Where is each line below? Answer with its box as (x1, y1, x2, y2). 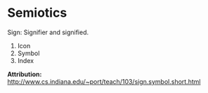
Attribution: (7, 70, 42, 78)
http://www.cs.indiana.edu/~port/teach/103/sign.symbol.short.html (7, 77, 201, 85)
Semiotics (7, 5, 67, 21)
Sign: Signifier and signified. (7, 28, 89, 36)
